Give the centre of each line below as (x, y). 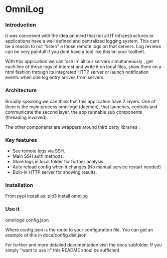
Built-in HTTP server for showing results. (55, 172)
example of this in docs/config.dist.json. (47, 235)
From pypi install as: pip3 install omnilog (47, 196)
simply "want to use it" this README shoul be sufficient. (63, 250)
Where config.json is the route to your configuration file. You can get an (79, 229)
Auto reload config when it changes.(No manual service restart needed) (87, 167)
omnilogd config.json (27, 220)
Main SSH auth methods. (38, 156)
